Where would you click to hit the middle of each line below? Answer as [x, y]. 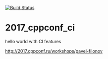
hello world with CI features [33, 41]
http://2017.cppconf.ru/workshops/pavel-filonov [54, 51]
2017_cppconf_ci [40, 28]
